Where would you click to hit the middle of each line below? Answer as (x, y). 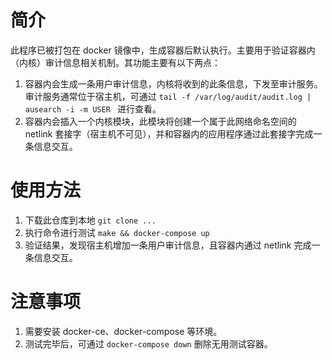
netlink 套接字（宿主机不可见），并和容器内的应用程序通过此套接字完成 (169, 133)
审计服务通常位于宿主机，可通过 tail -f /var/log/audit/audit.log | (168, 96)
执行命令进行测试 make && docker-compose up (117, 232)
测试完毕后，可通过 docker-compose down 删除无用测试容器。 (148, 343)
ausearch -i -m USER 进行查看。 (93, 108)
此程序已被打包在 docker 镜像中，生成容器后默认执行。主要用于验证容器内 (163, 50)
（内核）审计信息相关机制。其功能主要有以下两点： (115, 62)
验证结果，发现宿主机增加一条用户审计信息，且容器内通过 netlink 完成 (168, 245)
